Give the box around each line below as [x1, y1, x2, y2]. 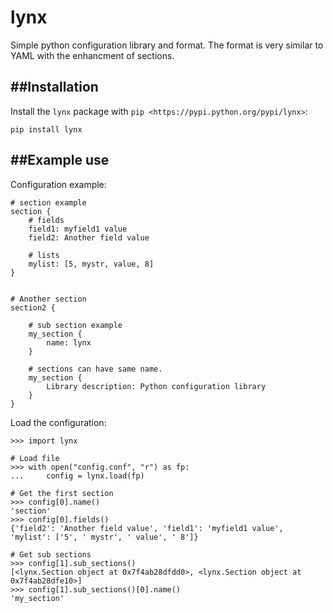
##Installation [10, 79, 99, 96]
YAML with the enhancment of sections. [10, 49, 175, 61]
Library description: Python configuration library [46, 381, 267, 391]
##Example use [10, 152, 110, 169]
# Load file [10, 453, 60, 463]
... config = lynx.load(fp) [10, 471, 145, 481]
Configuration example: [10, 178, 107, 190]
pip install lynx [10, 124, 83, 135]
